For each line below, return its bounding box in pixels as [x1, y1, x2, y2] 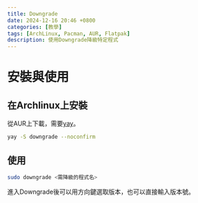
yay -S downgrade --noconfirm [7, 133, 96, 141]
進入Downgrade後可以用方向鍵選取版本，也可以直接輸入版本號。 [7, 187, 195, 196]
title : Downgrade [7, 10, 58, 18]
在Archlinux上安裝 [7, 99, 88, 111]
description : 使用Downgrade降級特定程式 [7, 37, 119, 44]
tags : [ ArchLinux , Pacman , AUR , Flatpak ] [7, 30, 131, 37]
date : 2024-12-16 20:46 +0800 [7, 17, 96, 24]
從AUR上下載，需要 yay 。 [7, 119, 80, 128]
